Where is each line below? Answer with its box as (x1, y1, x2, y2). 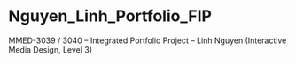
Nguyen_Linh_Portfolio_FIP (8, 6, 212, 26)
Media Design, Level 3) (8, 44, 93, 54)
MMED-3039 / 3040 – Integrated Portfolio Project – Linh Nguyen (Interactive (8, 35, 287, 46)
